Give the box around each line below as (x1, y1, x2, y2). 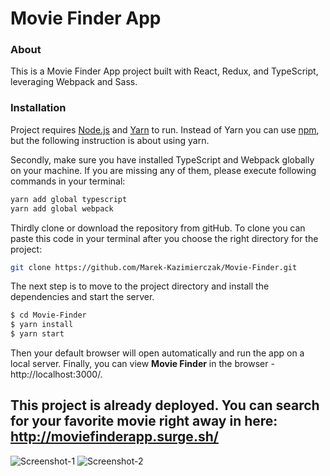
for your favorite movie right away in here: (10, 413, 278, 430)
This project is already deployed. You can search (10, 397, 320, 414)
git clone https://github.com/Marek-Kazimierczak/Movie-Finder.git (10, 262, 298, 272)
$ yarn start (10, 329, 65, 339)
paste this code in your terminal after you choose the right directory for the (10, 232, 319, 244)
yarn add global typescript (10, 194, 128, 204)
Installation (10, 101, 67, 115)
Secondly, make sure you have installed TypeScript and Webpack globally (10, 153, 315, 166)
